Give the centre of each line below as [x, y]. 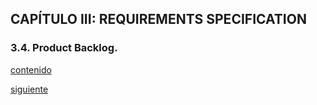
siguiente [29, 89]
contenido [31, 69]
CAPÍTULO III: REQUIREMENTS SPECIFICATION [158, 19]
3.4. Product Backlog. [64, 48]
